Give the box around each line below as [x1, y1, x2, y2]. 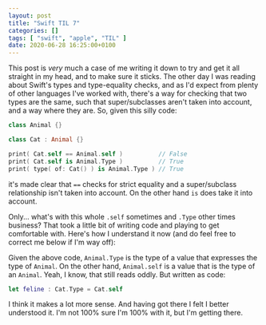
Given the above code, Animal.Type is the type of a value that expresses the [8, 252, 258, 262]
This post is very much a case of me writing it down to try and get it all [8, 63, 240, 73]
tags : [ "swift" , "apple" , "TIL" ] [8, 34, 127, 42]
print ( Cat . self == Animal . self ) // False [8, 149, 188, 158]
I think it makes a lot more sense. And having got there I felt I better [8, 299, 229, 309]
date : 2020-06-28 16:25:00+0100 [8, 42, 116, 50]
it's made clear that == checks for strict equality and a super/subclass [8, 179, 237, 188]
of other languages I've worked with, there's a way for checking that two [8, 89, 248, 98]
